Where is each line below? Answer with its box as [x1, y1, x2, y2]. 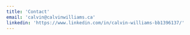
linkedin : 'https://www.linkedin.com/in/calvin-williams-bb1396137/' [6, 20, 185, 26]
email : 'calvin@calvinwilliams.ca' [6, 14, 96, 20]
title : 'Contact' [6, 8, 50, 15]
